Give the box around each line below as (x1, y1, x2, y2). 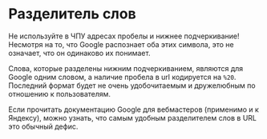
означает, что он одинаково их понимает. (8, 48, 151, 58)
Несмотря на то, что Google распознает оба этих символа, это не (8, 39, 234, 49)
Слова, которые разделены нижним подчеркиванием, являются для (8, 63, 244, 73)
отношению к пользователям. (8, 89, 111, 98)
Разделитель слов (8, 5, 136, 23)
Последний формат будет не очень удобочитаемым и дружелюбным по (8, 81, 256, 90)
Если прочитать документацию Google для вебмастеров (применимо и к (8, 105, 259, 114)
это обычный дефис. (8, 121, 79, 131)
